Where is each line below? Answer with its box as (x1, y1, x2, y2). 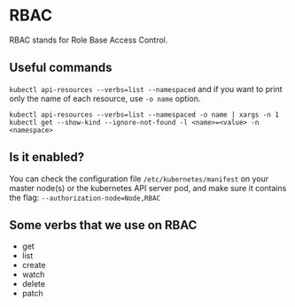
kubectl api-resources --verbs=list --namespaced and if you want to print (9, 83, 283, 94)
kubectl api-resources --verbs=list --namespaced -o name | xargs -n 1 (9, 110, 279, 119)
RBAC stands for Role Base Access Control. (9, 35, 168, 45)
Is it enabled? (9, 150, 85, 165)
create (21, 260, 46, 271)
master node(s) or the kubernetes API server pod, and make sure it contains (9, 182, 287, 193)
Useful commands (9, 60, 113, 75)
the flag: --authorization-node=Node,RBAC (9, 192, 161, 203)
